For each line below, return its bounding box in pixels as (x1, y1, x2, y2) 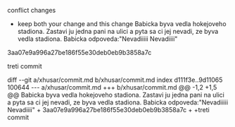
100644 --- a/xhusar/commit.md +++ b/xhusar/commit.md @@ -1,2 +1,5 (7, 83, 217, 91)
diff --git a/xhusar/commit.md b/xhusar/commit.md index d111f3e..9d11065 (7, 75, 223, 84)
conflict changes (7, 6, 56, 14)
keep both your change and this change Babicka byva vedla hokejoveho (17, 20, 227, 28)
